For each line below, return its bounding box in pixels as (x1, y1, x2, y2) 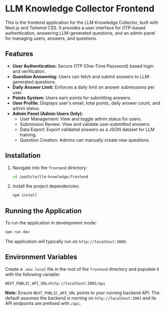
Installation (5, 151, 41, 160)
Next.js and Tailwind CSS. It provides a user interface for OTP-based (5, 24, 146, 30)
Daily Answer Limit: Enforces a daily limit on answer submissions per (12, 84, 155, 90)
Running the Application (5, 207, 82, 215)
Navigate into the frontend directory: (12, 165, 88, 171)
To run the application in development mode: (5, 220, 97, 226)
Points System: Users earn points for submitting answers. (12, 95, 132, 101)
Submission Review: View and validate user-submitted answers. (19, 121, 151, 127)
